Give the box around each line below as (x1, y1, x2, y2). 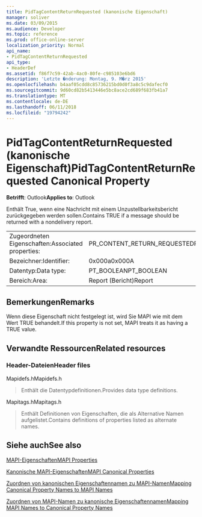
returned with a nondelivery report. (6, 218, 93, 226)
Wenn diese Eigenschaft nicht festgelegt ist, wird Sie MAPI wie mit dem (6, 313, 183, 320)
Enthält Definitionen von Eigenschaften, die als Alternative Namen (20, 410, 184, 417)
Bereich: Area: (9, 277, 48, 285)
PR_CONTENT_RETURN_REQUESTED (88, 239, 194, 248)
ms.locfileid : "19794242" (6, 110, 71, 116)
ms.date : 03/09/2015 (6, 20, 58, 26)
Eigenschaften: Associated (9, 239, 83, 248)
